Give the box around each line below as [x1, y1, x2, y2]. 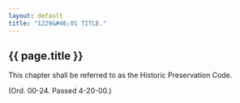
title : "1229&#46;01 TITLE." [8, 19, 107, 27]
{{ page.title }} [8, 49, 84, 63]
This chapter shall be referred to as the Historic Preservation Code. [8, 70, 233, 80]
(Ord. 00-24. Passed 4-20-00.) [8, 86, 112, 96]
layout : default [8, 11, 63, 20]
